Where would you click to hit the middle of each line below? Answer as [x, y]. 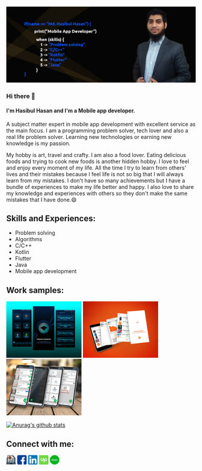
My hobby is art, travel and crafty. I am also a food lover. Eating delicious [96, 155]
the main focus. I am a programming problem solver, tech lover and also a [97, 131]
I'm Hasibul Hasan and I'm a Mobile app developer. [71, 111]
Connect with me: [40, 444]
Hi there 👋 [21, 96]
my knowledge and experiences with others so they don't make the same [97, 193]
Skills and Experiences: [51, 218]
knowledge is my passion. [38, 143]
